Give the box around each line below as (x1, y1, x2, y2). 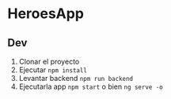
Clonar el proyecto (18, 57, 80, 66)
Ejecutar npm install (18, 65, 88, 75)
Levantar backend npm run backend (18, 74, 134, 82)
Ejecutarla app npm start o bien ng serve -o (18, 82, 163, 91)
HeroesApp (7, 5, 85, 23)
